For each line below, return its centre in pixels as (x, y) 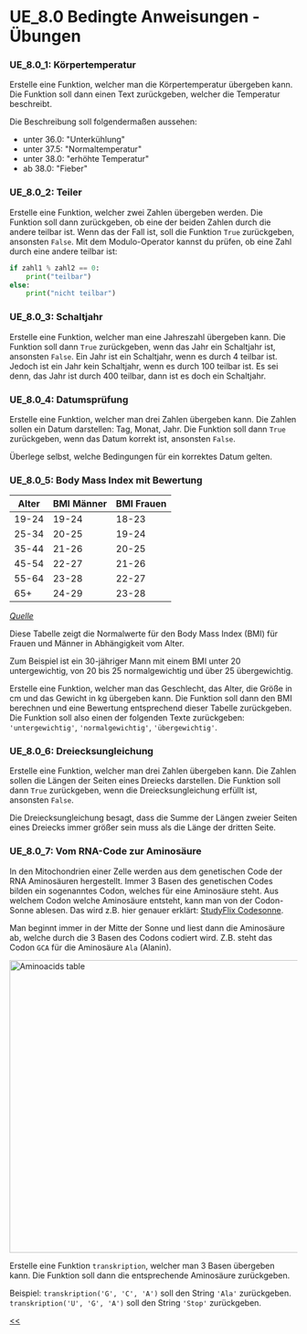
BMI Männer (80, 504)
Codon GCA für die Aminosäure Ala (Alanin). (90, 947)
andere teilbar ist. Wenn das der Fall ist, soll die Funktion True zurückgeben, (152, 231)
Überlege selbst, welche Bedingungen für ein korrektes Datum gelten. (141, 456)
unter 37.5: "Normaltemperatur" (82, 149)
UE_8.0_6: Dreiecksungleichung (81, 752)
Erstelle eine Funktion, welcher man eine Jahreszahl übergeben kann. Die (148, 336)
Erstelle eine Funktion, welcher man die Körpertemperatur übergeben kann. (151, 85)
